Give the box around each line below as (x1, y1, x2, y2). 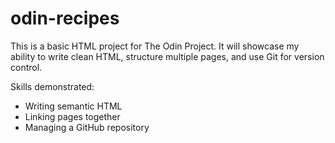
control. (10, 61, 43, 73)
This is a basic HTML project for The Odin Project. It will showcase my (10, 40, 300, 52)
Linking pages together (24, 110, 121, 122)
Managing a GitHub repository (24, 121, 150, 133)
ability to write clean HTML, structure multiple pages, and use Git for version (10, 50, 325, 62)
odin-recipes (10, 7, 120, 30)
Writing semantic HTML (24, 100, 123, 112)
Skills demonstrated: (10, 80, 95, 92)
